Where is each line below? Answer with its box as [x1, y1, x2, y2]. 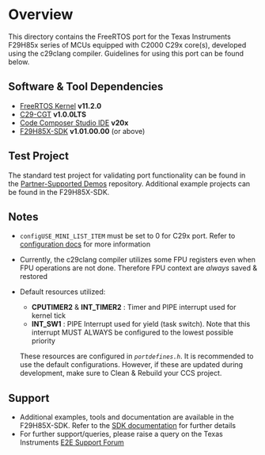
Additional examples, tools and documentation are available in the [19, 412, 235, 422]
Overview [8, 6, 74, 24]
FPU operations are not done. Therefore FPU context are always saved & [19, 263, 258, 273]
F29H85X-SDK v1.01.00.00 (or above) [19, 126, 146, 136]
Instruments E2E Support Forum [19, 438, 124, 447]
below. [8, 57, 30, 67]
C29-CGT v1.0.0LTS [19, 109, 87, 119]
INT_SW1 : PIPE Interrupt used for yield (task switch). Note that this [31, 319, 251, 329]
